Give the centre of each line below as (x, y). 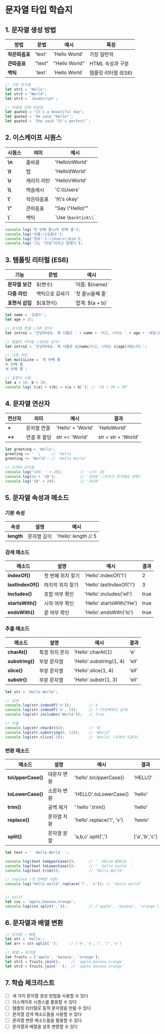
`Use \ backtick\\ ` (75, 217)
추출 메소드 (17, 629)
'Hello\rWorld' (71, 180)
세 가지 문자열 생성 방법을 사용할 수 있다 (50, 996)
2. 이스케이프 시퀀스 (34, 138)
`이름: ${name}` (92, 284)
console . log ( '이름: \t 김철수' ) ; (34, 234)
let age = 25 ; (20, 319)
